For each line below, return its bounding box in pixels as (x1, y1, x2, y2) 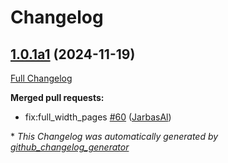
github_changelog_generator (10, 141, 130, 153)
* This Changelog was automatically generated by (10, 131, 219, 142)
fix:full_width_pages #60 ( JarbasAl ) (24, 111, 172, 123)
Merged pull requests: (10, 92, 105, 103)
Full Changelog (10, 72, 73, 84)
